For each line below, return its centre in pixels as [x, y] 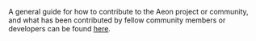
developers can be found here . [60, 29]
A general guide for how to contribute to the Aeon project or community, [128, 12]
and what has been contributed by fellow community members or [117, 20]
